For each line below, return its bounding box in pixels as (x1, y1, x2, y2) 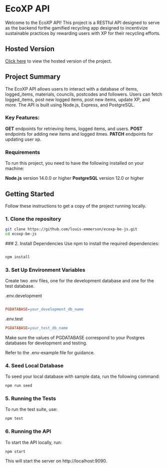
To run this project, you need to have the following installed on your (5, 160, 144, 166)
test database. (5, 283, 35, 289)
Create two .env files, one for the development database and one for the (5, 278, 154, 284)
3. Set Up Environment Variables (5, 266, 85, 273)
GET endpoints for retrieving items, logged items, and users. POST (5, 126, 142, 132)
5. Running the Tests (5, 395, 56, 402)
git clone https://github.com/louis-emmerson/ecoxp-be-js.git (5, 227, 137, 232)
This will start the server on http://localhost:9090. (5, 458, 107, 464)
